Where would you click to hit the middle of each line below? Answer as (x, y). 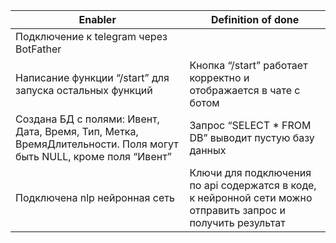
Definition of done (255, 19)
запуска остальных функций (84, 90)
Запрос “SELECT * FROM (250, 125)
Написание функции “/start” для (92, 77)
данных (208, 150)
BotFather (38, 49)
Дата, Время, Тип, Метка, (77, 131)
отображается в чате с (245, 90)
